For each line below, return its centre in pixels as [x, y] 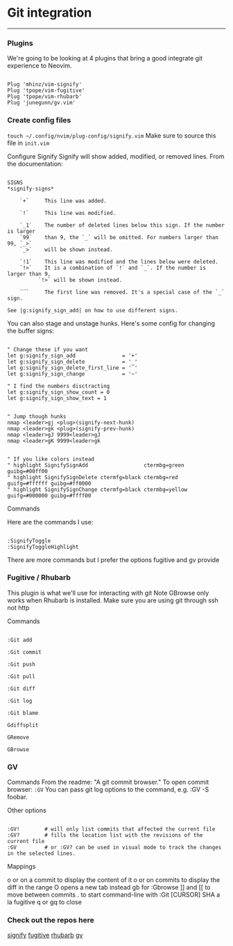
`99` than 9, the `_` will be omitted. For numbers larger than [119, 237]
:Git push [21, 664]
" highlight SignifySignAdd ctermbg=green [96, 465]
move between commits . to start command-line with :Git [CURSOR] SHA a [114, 895]
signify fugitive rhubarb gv [45, 935]
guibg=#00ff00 [28, 471]
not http [18, 607]
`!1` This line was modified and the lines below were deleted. [119, 262]
